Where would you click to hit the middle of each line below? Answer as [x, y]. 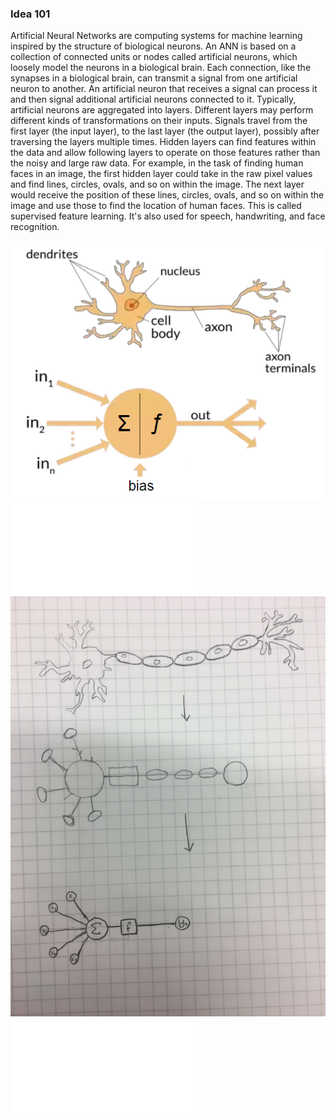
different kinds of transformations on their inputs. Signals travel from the [159, 121]
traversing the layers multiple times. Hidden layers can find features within [163, 142]
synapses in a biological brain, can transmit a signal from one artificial [154, 78]
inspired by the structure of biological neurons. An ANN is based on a [153, 46]
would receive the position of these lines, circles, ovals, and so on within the [167, 195]
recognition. [35, 227]
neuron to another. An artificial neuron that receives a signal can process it [164, 89]
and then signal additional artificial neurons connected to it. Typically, [153, 99]
